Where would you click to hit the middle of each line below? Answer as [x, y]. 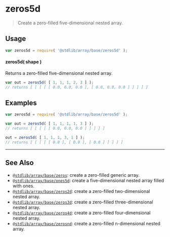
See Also [19, 163]
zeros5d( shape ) [24, 62]
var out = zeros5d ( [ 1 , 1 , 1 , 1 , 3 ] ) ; [50, 124]
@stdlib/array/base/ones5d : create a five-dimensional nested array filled [88, 180]
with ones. [23, 186]
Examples [21, 103]
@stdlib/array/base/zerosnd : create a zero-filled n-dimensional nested [87, 223]
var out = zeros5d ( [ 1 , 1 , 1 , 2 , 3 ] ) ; [50, 82]
